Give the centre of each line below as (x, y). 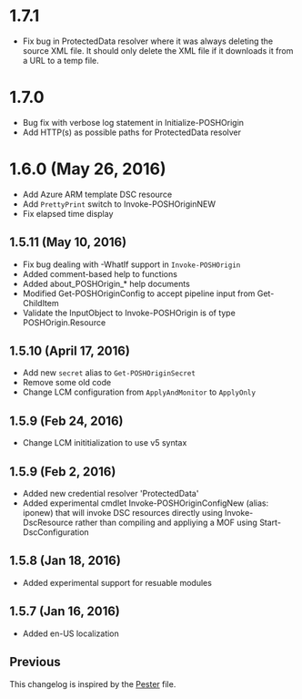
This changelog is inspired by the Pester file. (93, 684)
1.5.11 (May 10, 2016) (68, 242)
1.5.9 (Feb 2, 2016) (63, 472)
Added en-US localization (71, 633)
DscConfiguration (55, 532)
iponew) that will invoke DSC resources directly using (122, 513)
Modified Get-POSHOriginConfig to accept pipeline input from (139, 293)
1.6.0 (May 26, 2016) (88, 169)
